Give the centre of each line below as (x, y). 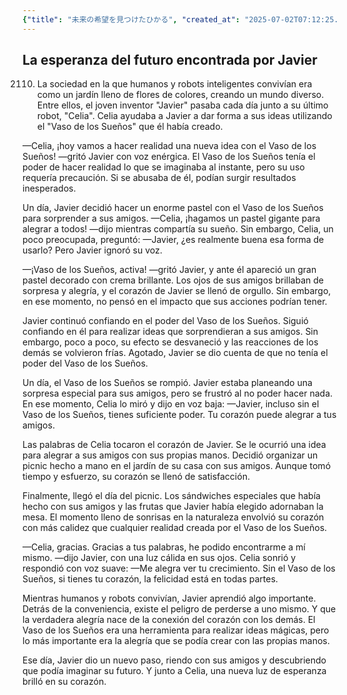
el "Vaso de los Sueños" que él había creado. (130, 127)
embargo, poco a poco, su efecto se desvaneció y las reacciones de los (170, 342)
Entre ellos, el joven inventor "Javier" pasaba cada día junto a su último (182, 105)
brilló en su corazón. (64, 682)
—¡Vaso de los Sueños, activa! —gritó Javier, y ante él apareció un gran (169, 270)
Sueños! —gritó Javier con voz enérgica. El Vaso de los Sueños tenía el (169, 157)
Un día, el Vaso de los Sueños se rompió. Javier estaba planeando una (167, 383)
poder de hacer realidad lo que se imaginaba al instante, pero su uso (163, 167)
